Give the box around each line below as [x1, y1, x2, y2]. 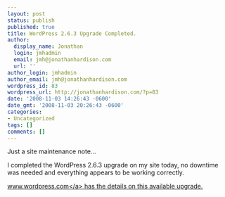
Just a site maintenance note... [7, 147, 96, 155]
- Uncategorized [7, 115, 55, 122]
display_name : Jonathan [13, 43, 83, 50]
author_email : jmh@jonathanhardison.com [7, 75, 128, 83]
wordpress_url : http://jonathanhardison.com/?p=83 [7, 89, 159, 96]
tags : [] [7, 121, 33, 129]
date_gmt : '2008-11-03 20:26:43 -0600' [7, 102, 124, 109]
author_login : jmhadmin [7, 69, 77, 76]
